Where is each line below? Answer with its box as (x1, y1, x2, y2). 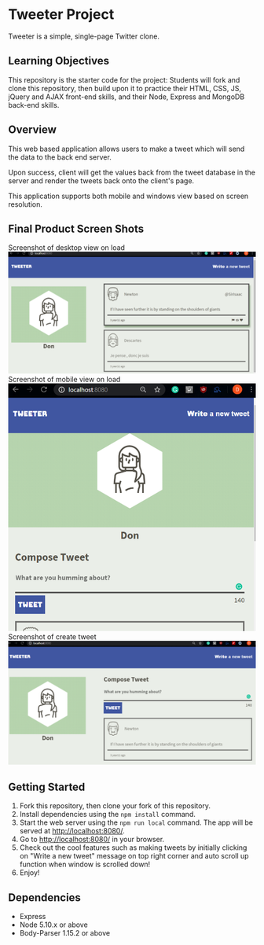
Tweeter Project (8, 6, 115, 24)
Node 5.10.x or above (19, 920, 88, 929)
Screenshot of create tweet (8, 632, 97, 642)
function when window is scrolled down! (19, 859, 151, 870)
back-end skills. (8, 100, 60, 109)
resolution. (8, 199, 43, 209)
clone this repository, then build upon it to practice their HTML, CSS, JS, (8, 83, 242, 93)
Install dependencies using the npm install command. (19, 810, 196, 819)
